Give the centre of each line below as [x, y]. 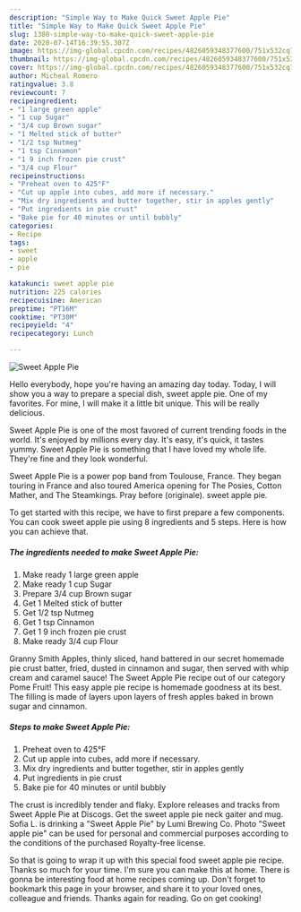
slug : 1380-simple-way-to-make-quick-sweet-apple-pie [112, 34]
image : [21, 51]
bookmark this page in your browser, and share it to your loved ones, [136, 889]
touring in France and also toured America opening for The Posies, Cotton [146, 486]
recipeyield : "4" [42, 325]
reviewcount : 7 [38, 92]
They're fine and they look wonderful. [79, 459]
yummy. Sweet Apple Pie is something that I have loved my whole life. [138, 449]
